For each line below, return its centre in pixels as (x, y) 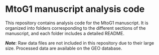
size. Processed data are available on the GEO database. (64, 48)
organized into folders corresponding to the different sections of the (75, 28)
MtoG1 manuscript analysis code (75, 9)
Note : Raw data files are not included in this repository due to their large (80, 43)
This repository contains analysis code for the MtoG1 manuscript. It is (77, 23)
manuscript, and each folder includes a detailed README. (65, 33)
